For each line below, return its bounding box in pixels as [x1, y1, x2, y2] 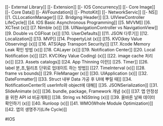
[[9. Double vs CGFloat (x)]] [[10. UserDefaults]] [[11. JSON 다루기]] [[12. [5, 31, 149, 36]
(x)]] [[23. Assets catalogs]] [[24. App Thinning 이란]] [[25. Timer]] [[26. [5, 59, 148, 64]
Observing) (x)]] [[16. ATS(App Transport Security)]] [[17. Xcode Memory [5, 41, 151, 47]
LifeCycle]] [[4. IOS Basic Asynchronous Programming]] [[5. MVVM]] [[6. [5, 19, 151, 25]
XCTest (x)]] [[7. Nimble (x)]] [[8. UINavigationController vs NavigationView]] [5, 25, 158, 31]
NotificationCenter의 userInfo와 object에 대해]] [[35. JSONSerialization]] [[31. [5, 82, 159, 88]
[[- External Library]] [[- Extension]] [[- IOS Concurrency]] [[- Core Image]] [5, 4, 156, 10]
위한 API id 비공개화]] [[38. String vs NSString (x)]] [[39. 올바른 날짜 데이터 [10, 94, 155, 100]
